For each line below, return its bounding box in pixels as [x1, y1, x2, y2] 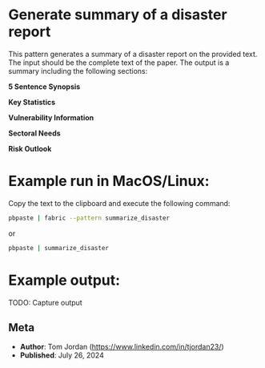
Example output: [8, 271, 121, 289]
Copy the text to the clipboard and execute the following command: [8, 198, 231, 208]
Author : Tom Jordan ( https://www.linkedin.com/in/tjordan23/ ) [19, 342, 224, 352]
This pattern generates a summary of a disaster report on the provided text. [8, 49, 258, 59]
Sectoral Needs [8, 128, 62, 138]
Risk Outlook [8, 144, 52, 153]
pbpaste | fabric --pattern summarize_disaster [8, 214, 171, 222]
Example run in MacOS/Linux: [8, 172, 210, 190]
